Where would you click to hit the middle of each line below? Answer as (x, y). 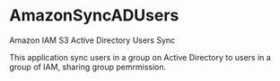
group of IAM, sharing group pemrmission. (88, 67)
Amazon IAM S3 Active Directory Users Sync (92, 40)
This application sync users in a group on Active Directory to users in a (140, 57)
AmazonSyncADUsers (94, 16)
